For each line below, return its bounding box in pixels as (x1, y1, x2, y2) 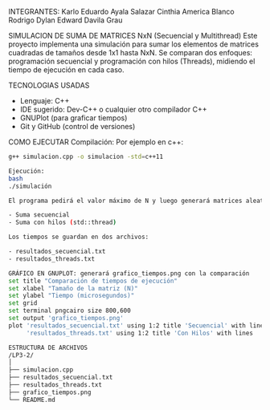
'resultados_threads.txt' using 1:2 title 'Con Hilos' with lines (26, 329, 253, 337)
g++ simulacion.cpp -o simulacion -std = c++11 (8, 152, 163, 160)
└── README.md (8, 396, 56, 404)
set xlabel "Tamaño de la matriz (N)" (8, 284, 138, 292)
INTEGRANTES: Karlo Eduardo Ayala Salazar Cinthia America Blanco (8, 7, 235, 16)
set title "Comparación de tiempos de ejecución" (8, 277, 178, 285)
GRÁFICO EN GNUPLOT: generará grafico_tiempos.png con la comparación (8, 269, 250, 278)
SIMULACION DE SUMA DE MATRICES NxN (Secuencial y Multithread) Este (8, 31, 258, 40)
